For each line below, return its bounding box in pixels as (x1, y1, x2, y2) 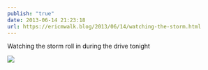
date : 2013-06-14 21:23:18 (7, 17, 86, 24)
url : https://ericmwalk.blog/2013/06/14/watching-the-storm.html (7, 23, 201, 30)
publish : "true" (7, 10, 54, 17)
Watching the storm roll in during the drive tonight (7, 42, 150, 51)
